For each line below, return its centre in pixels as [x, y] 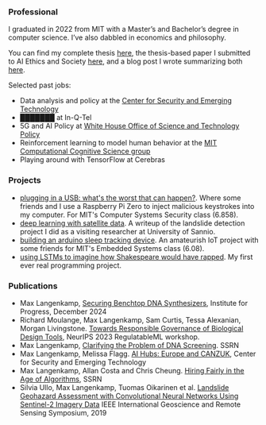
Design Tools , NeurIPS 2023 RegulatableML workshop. [110, 337]
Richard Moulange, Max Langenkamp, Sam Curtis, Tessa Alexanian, [130, 319]
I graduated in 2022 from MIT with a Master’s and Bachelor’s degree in [124, 29]
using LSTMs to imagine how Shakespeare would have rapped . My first [136, 257]
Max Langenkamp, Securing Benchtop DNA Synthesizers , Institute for [134, 303]
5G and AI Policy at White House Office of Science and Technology [129, 126]
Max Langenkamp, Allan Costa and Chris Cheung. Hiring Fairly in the [132, 370]
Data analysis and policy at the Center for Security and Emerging [125, 101]
